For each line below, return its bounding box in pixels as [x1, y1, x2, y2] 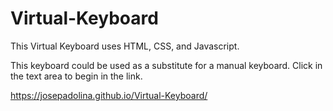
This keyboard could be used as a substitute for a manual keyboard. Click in [10, 59, 323, 71]
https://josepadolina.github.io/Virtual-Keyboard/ [10, 89, 208, 101]
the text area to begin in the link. [10, 70, 143, 82]
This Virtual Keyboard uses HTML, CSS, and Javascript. [10, 40, 240, 52]
